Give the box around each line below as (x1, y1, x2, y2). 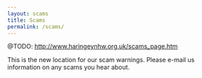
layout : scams (7, 10, 49, 17)
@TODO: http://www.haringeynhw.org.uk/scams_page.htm (7, 42, 178, 51)
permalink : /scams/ (7, 23, 65, 30)
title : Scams (7, 17, 46, 24)
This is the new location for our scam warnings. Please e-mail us (7, 56, 195, 64)
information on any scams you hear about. (7, 63, 130, 72)
